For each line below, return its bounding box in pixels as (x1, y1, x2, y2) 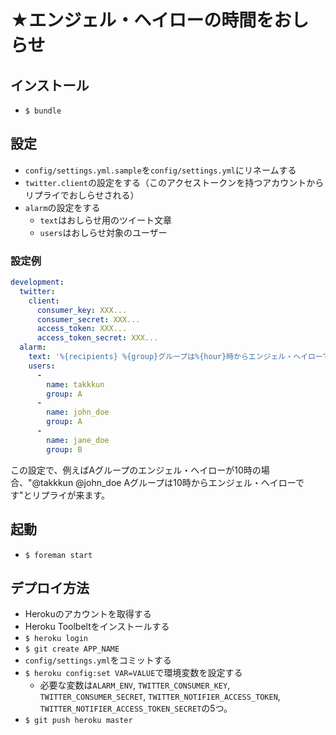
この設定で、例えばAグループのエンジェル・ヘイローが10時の (10, 464, 262, 476)
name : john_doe (46, 407, 110, 418)
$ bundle (24, 106, 62, 116)
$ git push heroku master (24, 716, 133, 726)
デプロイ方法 (10, 579, 90, 596)
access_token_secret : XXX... (36, 333, 159, 343)
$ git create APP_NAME (24, 644, 120, 655)
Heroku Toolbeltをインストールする (24, 621, 170, 633)
